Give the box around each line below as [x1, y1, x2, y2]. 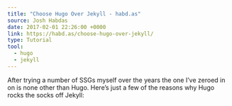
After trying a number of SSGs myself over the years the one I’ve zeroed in [7, 76, 226, 84]
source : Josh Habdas [7, 17, 69, 24]
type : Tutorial [7, 37, 53, 44]
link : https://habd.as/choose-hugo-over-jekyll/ [7, 30, 154, 37]
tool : [7, 43, 23, 50]
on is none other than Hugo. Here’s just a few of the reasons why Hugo [7, 83, 215, 92]
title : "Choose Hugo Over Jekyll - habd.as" [7, 10, 141, 18]
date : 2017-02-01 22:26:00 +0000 [7, 23, 106, 30]
